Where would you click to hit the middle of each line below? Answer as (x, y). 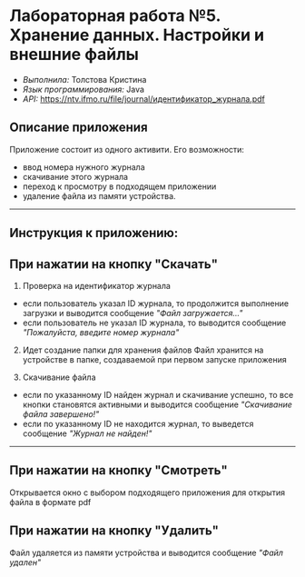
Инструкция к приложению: (94, 233)
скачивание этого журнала (75, 176)
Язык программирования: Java (84, 89)
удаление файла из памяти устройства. (99, 195)
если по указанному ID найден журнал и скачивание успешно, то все (158, 394)
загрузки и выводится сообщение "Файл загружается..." (133, 313)
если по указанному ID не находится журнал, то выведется (138, 423)
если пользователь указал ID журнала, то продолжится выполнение (155, 303)
